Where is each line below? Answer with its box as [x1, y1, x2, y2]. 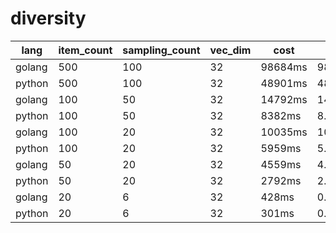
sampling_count [122, 43, 201, 57]
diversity [10, 7, 87, 30]
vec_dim [209, 43, 252, 57]
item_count [58, 43, 113, 57]
